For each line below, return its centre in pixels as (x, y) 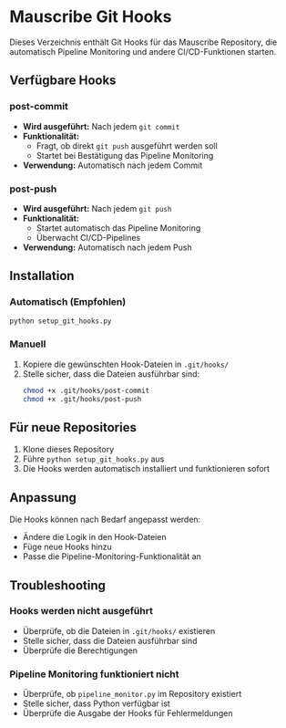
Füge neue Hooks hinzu (67, 547)
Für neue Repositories (73, 427)
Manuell (28, 344)
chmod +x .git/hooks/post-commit (86, 390)
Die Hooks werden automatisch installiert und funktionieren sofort (146, 469)
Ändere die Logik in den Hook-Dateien (94, 537)
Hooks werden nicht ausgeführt (81, 611)
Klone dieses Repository (68, 450)
